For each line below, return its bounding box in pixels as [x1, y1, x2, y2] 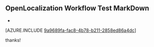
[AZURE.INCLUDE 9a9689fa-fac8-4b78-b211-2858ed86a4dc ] [5, 27, 137, 33]
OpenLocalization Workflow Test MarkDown [5, 4, 149, 13]
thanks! [5, 37, 21, 43]
